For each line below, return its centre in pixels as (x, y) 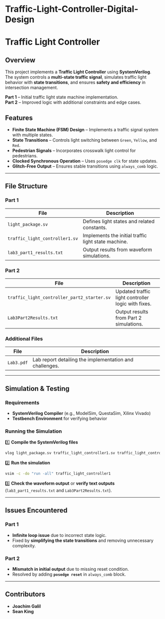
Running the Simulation (34, 431)
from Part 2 (128, 318)
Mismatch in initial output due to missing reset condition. (70, 569)
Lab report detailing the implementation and (83, 360)
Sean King (23, 611)
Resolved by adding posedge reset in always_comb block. (69, 574)
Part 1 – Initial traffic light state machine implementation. (62, 97)
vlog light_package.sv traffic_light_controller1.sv (60, 453)
